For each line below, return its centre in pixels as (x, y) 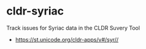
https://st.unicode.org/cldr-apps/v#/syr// (67, 39)
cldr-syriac (35, 11)
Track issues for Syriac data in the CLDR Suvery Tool (73, 28)
